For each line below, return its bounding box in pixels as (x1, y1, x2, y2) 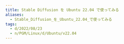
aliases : (5, 12, 24, 17)
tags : (5, 21, 17, 27)
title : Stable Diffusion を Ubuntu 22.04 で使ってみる (5, 7, 119, 13)
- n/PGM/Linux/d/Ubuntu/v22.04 (10, 31, 77, 36)
